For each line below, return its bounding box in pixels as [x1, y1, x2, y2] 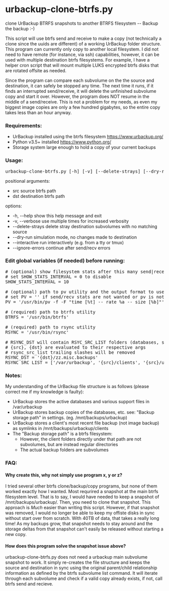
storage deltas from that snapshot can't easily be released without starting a [5, 526, 163, 532]
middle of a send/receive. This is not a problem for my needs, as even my [5, 98, 157, 104]
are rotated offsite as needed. [5, 67, 67, 74]
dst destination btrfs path [12, 193, 65, 199]
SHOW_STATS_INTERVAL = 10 [5, 279, 69, 285]
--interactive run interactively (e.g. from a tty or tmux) [12, 239, 124, 245]
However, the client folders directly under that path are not [20, 436, 142, 442]
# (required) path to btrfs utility [5, 309, 96, 315]
